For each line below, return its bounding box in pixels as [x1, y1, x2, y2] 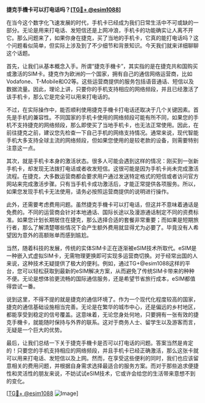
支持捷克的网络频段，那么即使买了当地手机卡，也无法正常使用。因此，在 [16, 122, 199, 128]
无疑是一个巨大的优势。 [6, 327, 65, 333]
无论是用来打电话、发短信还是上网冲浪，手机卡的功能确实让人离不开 [22, 27, 193, 34]
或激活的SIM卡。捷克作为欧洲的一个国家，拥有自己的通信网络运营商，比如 [6, 70, 193, 77]
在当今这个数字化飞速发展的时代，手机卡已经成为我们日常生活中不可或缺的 [6, 19, 193, 26]
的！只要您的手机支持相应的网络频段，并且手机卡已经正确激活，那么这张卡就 [6, 347, 199, 354]
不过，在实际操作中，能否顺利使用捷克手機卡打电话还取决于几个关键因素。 [6, 106, 193, 113]
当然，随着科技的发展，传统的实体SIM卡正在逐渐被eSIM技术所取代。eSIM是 [6, 245, 197, 251]
